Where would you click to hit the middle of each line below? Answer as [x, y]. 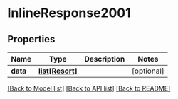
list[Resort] [58, 71]
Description [105, 59]
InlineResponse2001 [69, 13]
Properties [31, 39]
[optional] [148, 71]
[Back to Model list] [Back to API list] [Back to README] [89, 88]
